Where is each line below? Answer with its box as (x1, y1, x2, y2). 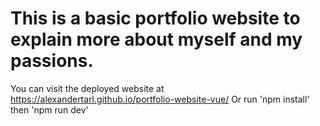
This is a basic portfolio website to (10, 7, 301, 30)
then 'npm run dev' (10, 103, 89, 116)
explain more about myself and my (10, 28, 303, 51)
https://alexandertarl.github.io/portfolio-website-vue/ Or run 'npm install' (10, 93, 310, 105)
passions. (10, 50, 94, 72)
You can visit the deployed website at (10, 82, 165, 94)
